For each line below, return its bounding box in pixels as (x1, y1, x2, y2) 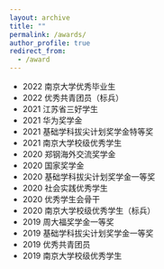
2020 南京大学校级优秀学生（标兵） (22, 205, 156, 216)
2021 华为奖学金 (22, 115, 83, 125)
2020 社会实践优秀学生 (22, 182, 108, 193)
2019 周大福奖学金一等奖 (22, 217, 114, 227)
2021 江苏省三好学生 (22, 104, 99, 114)
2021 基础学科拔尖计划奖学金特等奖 (22, 126, 154, 136)
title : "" (9, 22, 47, 31)
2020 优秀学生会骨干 (22, 194, 101, 204)
